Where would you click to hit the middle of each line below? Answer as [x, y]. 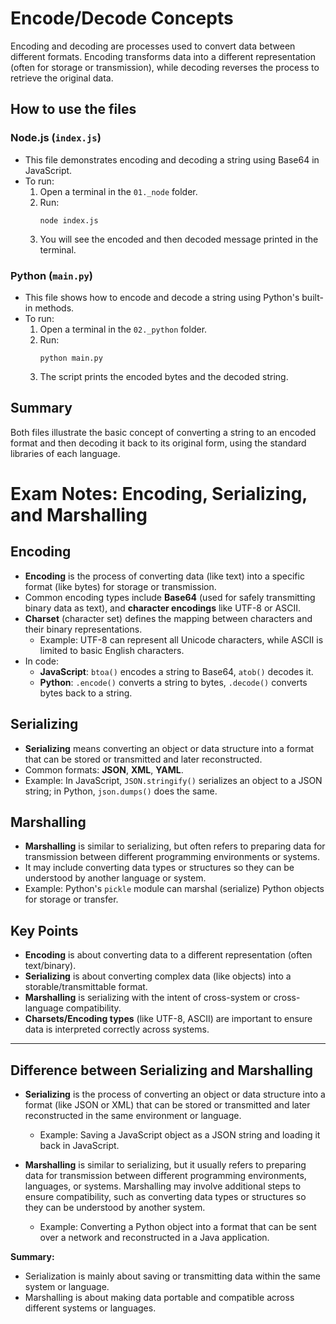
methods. [54, 308]
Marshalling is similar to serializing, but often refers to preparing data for [175, 846]
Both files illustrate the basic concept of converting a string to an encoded [163, 432]
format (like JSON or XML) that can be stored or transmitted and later [167, 1104]
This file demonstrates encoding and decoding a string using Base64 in [172, 159]
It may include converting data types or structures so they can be [159, 868]
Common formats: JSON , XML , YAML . [104, 769]
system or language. [67, 1286]
